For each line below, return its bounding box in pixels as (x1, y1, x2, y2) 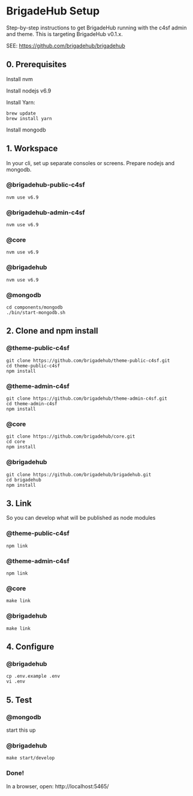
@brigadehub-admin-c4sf (6, 208, 85, 217)
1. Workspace (6, 143, 58, 154)
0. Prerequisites (6, 59, 67, 70)
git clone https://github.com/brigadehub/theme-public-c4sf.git (6, 357, 170, 364)
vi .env (6, 678, 26, 685)
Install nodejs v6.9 (6, 87, 52, 94)
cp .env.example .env (6, 674, 61, 680)
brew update (6, 110, 36, 116)
